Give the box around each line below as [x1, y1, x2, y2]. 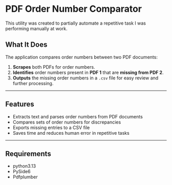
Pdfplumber [12, 174, 38, 180]
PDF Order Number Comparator [5, 3, 142, 15]
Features [5, 100, 34, 109]
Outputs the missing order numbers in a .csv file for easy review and [12, 75, 159, 81]
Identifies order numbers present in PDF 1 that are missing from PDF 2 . [12, 69, 164, 75]
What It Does [5, 40, 48, 49]
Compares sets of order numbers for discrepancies [12, 119, 121, 125]
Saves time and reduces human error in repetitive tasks [12, 130, 130, 136]
